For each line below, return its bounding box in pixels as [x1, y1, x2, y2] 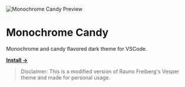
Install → [6, 56, 28, 64]
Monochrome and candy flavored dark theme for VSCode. [6, 45, 147, 52]
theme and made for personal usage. [20, 74, 111, 81]
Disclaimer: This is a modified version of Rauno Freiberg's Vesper [20, 68, 180, 75]
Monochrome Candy [6, 26, 109, 39]
